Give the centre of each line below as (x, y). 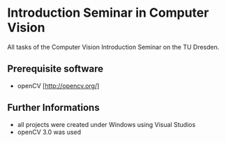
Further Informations (53, 108)
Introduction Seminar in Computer (108, 13)
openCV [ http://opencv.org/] (58, 86)
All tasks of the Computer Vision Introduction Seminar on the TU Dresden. (113, 47)
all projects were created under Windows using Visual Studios (106, 124)
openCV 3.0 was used (49, 132)
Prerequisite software (55, 69)
